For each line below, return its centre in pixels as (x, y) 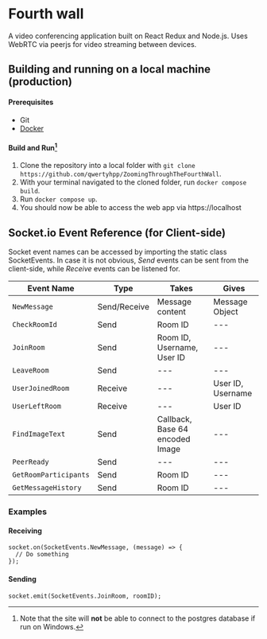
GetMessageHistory (47, 488)
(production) (41, 82)
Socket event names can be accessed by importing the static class (118, 252)
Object (226, 312)
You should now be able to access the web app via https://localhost (131, 208)
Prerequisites (31, 102)
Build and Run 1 (33, 147)
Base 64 (173, 429)
